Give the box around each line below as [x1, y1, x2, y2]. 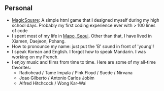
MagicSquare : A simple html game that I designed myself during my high [11, 17, 160, 23]
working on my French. [11, 54, 59, 60]
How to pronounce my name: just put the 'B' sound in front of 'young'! [11, 43, 154, 49]
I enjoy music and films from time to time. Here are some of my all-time [11, 59, 156, 65]
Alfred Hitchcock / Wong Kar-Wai [19, 80, 87, 86]
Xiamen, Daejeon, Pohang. [11, 38, 66, 44]
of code [11, 27, 28, 34]
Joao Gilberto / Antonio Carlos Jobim [19, 75, 95, 81]
